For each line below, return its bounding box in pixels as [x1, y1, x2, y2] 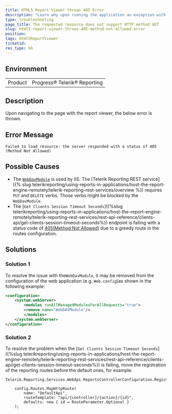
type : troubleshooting [5, 17, 54, 22]
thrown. [5, 116, 21, 122]
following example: [5, 283, 45, 289]
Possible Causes [5, 162, 60, 171]
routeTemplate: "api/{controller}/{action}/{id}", [24, 395, 134, 400]
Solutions [5, 245, 37, 254]
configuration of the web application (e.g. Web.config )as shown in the [5, 278, 152, 284]
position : [5, 31, 27, 36]
